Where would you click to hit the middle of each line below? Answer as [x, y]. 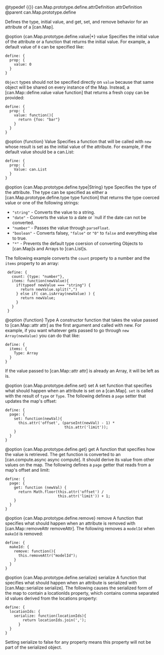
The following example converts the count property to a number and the [78, 258]
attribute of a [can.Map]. [30, 27]
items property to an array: [32, 263]
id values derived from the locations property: [51, 598]
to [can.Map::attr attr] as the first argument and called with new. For [73, 325]
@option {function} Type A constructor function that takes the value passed [82, 320]
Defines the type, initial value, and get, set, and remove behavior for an [77, 22]
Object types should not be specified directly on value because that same [80, 82]
